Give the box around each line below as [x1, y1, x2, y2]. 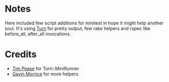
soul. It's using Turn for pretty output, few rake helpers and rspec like [5, 25, 151, 31]
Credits [5, 49, 37, 60]
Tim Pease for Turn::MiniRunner [12, 65, 80, 71]
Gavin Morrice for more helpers [12, 71, 79, 77]
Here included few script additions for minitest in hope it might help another [5, 20, 164, 26]
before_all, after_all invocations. [5, 31, 71, 37]
